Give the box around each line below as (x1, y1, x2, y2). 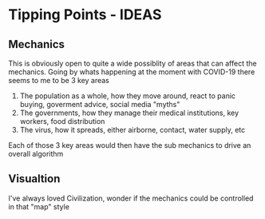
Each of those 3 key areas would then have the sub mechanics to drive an (8, 141, 251, 149)
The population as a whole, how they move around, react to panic (19, 91, 236, 101)
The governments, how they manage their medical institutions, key (19, 108, 239, 117)
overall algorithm (8, 149, 64, 158)
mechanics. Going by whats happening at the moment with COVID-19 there (8, 67, 255, 77)
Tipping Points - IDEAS (8, 6, 162, 24)
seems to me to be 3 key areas (8, 76, 109, 85)
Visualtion (8, 172, 61, 185)
